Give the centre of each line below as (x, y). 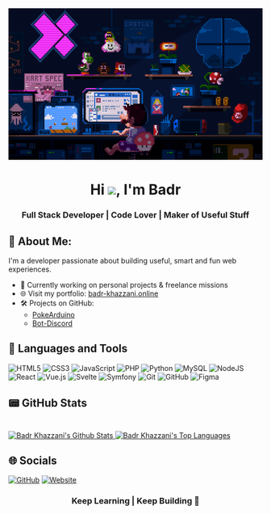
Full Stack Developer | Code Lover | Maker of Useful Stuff (135, 215)
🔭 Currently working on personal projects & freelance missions (124, 284)
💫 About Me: (40, 241)
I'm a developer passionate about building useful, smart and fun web (123, 260)
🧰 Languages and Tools (68, 349)
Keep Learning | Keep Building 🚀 (135, 501)
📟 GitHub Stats (48, 403)
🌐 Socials (33, 460)
